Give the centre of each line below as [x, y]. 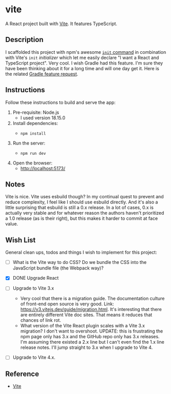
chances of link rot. [41, 320]
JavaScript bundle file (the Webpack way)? [58, 268]
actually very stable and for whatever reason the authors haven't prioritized [85, 213]
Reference [22, 374]
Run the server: [29, 143]
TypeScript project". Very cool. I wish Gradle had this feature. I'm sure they [84, 63]
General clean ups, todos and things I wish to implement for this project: [81, 253]
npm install [33, 133]
